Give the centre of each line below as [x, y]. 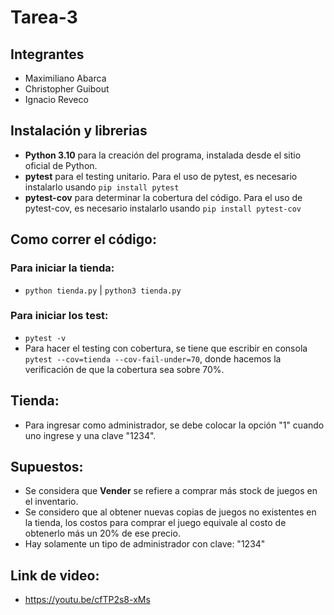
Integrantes [47, 54]
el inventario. [51, 502]
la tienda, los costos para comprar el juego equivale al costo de [155, 523]
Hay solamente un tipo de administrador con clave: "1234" [145, 544]
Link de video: [55, 575]
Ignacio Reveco [56, 99]
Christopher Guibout [67, 89]
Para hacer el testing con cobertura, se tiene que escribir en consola [166, 348]
